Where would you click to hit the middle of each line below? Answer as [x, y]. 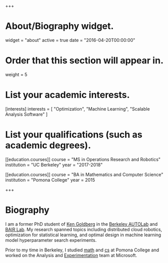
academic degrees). [48, 145]
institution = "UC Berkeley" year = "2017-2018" [54, 165]
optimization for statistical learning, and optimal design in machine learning [83, 235]
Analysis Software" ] [26, 114]
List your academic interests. [68, 95]
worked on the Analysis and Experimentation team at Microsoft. [71, 255]
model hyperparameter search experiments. [51, 240]
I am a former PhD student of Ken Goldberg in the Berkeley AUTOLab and [81, 224]
